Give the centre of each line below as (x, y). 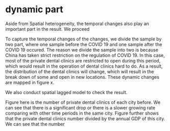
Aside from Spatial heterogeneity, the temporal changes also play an (77, 24)
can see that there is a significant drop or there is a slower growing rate (80, 107)
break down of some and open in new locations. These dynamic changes (82, 77)
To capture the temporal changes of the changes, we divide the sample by (83, 39)
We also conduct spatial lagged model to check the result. (66, 92)
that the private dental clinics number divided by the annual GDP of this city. (85, 118)
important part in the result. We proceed (47, 29)
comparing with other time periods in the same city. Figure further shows (82, 113)
